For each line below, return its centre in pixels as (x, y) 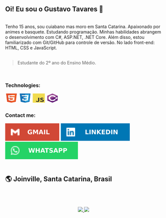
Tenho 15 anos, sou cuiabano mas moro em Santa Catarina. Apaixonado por (83, 26)
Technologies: (23, 85)
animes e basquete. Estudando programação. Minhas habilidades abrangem (83, 32)
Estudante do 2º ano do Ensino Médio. (57, 62)
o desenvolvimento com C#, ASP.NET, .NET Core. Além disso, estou (75, 37)
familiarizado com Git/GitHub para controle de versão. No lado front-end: (80, 42)
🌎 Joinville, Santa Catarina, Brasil (59, 179)
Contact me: (20, 115)
